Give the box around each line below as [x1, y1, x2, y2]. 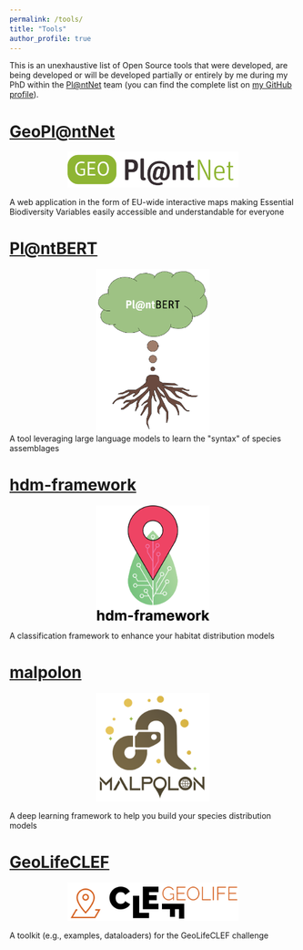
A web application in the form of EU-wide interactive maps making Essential [9, 197, 294, 208]
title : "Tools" [9, 24, 67, 34]
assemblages [9, 442, 60, 453]
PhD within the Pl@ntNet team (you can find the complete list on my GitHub [9, 79, 293, 90]
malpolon [9, 662, 82, 683]
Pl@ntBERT [9, 238, 98, 259]
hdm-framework [9, 475, 136, 496]
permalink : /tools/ [9, 15, 84, 24]
